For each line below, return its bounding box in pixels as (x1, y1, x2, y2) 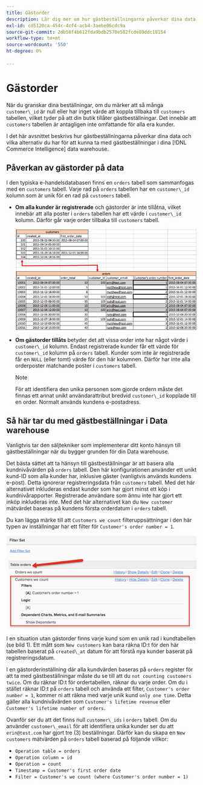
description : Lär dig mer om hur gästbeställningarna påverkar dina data (6, 16, 196, 22)
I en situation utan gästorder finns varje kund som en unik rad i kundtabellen (6, 635, 196, 642)
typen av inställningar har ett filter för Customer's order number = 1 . (6, 522, 175, 530)
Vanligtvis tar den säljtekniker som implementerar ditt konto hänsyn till (6, 441, 181, 448)
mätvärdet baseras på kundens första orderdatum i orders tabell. (6, 504, 167, 511)
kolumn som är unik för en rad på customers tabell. (6, 191, 131, 199)
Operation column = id (14, 755, 72, 761)
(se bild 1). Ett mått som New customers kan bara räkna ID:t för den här (6, 642, 179, 649)
